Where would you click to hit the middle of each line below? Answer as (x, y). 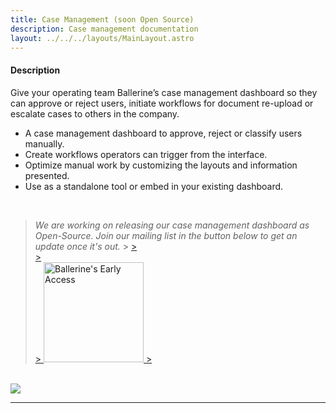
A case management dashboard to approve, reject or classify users (163, 133)
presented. (47, 175)
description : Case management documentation (104, 29)
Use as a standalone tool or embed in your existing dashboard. (154, 186)
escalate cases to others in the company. (95, 113)
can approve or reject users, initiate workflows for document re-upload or (162, 103)
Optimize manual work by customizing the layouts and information (161, 165)
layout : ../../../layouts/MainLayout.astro (102, 38)
